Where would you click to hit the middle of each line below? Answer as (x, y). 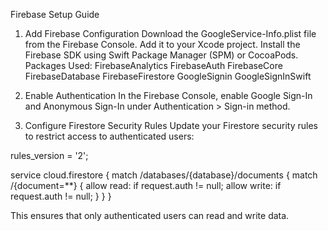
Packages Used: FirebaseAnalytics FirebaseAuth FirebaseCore (153, 65)
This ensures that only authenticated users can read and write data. (150, 215)
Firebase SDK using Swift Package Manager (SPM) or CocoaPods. (161, 55)
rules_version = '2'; (49, 155)
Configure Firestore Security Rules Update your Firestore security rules (171, 125)
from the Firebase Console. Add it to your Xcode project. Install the (162, 44)
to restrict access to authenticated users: (109, 136)
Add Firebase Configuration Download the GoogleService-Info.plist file (170, 33)
